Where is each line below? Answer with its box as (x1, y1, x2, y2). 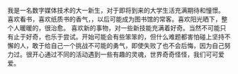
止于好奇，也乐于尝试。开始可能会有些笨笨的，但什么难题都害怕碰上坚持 (13, 32, 225, 41)
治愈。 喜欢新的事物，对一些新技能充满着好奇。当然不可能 (50, 24, 220, 32)
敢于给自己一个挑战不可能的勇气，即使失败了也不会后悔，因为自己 (31, 42, 225, 49)
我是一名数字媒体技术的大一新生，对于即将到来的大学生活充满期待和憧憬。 (7, 6, 225, 14)
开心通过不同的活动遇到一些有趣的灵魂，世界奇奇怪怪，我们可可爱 (31, 50, 225, 58)
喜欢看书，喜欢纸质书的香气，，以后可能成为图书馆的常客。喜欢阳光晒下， (7, 15, 222, 23)
